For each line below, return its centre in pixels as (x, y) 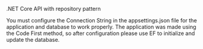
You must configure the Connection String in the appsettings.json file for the (102, 20)
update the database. (33, 40)
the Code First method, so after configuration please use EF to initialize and (101, 33)
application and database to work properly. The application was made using (101, 27)
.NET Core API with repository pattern (54, 9)
